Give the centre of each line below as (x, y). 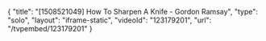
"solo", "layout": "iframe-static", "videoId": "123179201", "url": (110, 20)
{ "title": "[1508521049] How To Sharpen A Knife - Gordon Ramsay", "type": (133, 12)
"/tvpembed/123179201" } (50, 29)
